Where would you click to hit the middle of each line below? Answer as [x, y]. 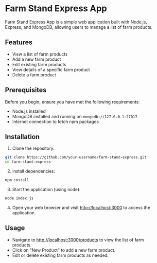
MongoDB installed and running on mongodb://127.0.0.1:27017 [75, 116]
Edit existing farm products [39, 64]
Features [19, 43]
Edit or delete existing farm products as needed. [60, 255]
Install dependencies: [34, 171]
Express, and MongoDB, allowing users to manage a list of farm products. [79, 27]
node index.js [19, 198]
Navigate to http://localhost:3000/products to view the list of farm [78, 240]
